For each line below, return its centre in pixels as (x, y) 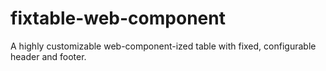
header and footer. (48, 56)
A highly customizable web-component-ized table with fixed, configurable (163, 46)
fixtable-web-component (118, 18)
